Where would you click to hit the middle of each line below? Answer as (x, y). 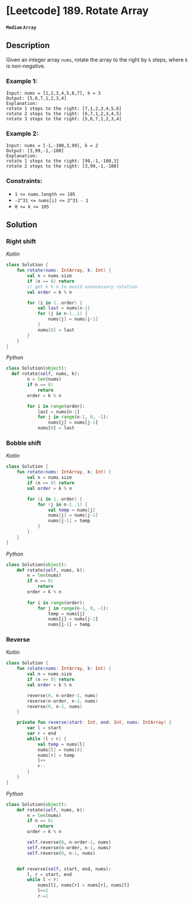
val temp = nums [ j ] (72, 510)
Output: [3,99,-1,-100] (35, 151)
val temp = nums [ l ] (61, 744)
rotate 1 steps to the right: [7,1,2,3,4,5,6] (64, 109)
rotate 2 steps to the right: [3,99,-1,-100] (62, 166)
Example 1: (22, 81)
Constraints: (24, 181)
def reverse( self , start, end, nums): (64, 869)
